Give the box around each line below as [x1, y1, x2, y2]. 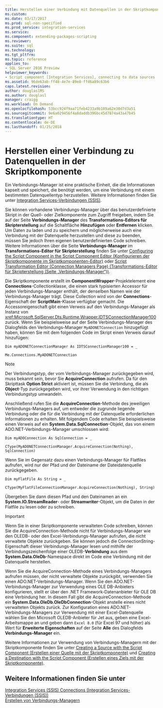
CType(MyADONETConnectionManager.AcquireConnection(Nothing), [5, 445, 133, 449]
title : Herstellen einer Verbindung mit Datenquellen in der [5, 7, 131, 12]
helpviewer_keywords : [5, 70, 49, 75]
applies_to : [5, 61, 29, 66]
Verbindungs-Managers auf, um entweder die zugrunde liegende [5, 406, 135, 412]
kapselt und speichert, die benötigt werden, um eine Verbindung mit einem [5, 187, 155, 193]
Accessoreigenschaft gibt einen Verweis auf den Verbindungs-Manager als [5, 304, 156, 310]
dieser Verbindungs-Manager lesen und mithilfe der [30, 543, 133, 549]
